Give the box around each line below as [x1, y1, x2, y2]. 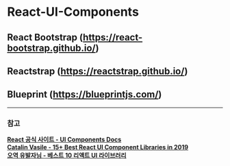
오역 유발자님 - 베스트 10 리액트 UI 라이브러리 [7, 152, 127, 160]
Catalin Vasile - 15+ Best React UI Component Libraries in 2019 [7, 143, 189, 152]
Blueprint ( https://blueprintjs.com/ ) [7, 88, 162, 100]
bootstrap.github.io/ [7, 42, 96, 54]
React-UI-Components [7, 4, 139, 20]
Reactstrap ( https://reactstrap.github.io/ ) [7, 65, 188, 77]
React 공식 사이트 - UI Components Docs [7, 135, 122, 144]
